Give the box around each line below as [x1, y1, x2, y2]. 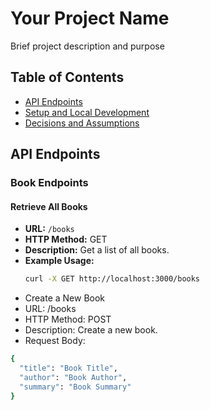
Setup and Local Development [24, 106, 150, 118]
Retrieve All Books [10, 200, 88, 212]
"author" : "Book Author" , [19, 372, 128, 382]
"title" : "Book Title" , [19, 363, 118, 374]
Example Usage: [24, 255, 95, 267]
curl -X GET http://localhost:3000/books [24, 274, 201, 284]
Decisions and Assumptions [24, 117, 140, 129]
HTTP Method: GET [24, 233, 108, 246]
